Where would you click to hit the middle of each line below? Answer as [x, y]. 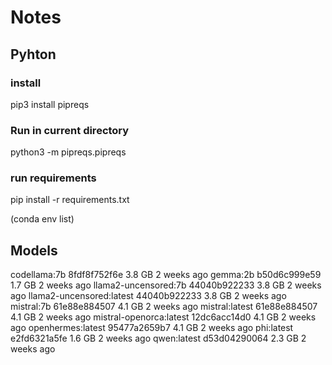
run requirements [53, 178]
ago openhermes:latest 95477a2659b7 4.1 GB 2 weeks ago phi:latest [152, 328]
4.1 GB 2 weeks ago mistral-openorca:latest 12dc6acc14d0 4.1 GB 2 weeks [163, 317]
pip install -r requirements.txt [70, 200]
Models [34, 250]
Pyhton [33, 54]
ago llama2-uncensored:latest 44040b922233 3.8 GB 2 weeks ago [148, 296]
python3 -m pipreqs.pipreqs [68, 152]
